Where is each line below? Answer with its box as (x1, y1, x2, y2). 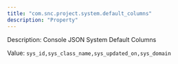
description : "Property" (7, 17, 78, 23)
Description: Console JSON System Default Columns (7, 35, 157, 43)
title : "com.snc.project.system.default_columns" (7, 10, 153, 17)
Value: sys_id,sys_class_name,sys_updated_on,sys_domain (7, 49, 172, 57)
